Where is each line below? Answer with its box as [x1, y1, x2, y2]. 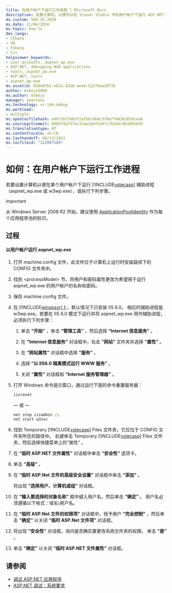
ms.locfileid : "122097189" [6, 140, 63, 145]
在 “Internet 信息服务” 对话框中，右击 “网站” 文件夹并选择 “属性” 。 [20, 339, 164, 345]
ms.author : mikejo [6, 93, 45, 98]
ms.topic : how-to [6, 27, 43, 32]
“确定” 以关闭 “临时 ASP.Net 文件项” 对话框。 [19, 517, 116, 523]
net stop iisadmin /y [13, 412, 59, 417]
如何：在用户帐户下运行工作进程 [6, 164, 140, 175]
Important [6, 198, 27, 204]
